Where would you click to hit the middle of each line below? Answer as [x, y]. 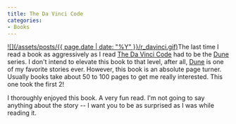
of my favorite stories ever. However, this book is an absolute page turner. [114, 69]
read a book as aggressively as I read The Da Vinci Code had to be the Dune [118, 54]
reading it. [22, 113]
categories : [25, 20]
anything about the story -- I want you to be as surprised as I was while [111, 106]
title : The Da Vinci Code [45, 14]
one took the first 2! [36, 85]
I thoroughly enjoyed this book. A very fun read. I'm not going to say [106, 98]
